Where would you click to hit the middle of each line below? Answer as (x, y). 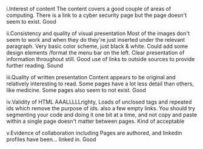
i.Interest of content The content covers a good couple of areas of (89, 9)
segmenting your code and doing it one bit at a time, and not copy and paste (102, 115)
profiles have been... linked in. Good (51, 139)
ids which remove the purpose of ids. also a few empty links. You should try (101, 108)
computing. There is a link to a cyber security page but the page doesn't (96, 15)
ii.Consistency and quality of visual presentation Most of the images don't (98, 33)
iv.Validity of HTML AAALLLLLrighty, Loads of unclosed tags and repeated (99, 102)
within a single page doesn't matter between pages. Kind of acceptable (95, 121)
